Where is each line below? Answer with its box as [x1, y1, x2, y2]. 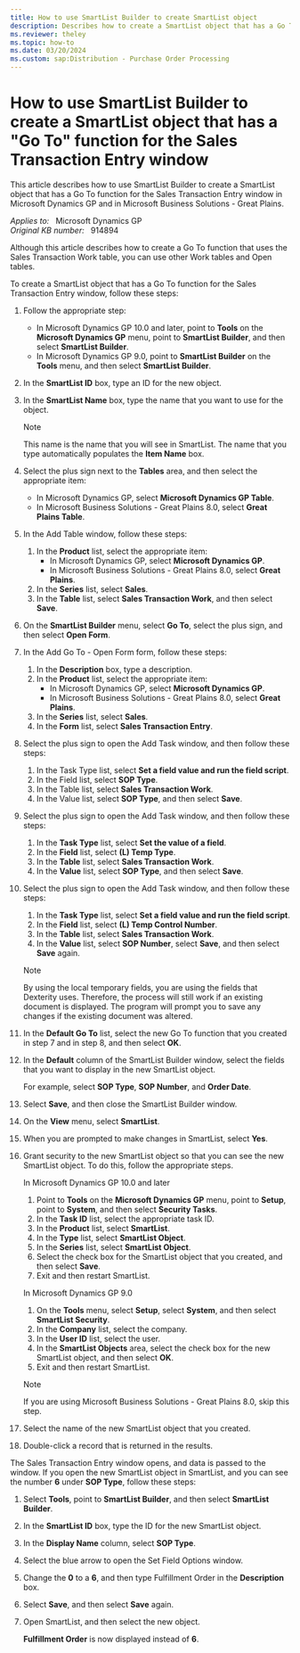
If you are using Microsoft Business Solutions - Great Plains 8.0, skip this [22, 1396, 290, 1407]
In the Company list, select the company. [36, 1323, 188, 1334]
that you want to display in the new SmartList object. [22, 1064, 216, 1074]
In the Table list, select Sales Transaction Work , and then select [36, 593, 273, 604]
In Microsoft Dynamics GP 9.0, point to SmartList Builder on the [36, 350, 272, 361]
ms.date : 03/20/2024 [10, 46, 87, 55]
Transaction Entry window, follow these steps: [10, 287, 179, 299]
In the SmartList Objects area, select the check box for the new [36, 1343, 271, 1353]
